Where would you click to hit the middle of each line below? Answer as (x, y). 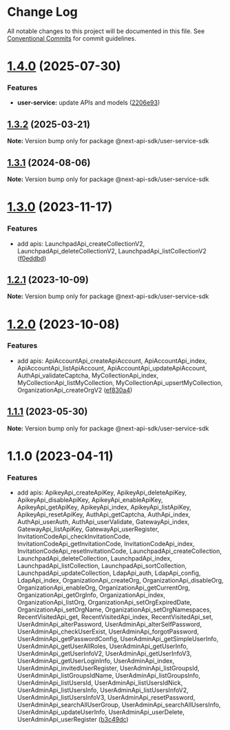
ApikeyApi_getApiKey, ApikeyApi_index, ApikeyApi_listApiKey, (104, 508)
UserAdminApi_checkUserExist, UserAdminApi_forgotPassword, (108, 632)
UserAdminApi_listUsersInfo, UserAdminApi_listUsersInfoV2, (103, 690)
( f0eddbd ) (32, 258)
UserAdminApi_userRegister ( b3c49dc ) (73, 720)
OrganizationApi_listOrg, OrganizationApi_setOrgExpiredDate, (104, 603)
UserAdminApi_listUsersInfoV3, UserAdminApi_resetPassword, (106, 698)
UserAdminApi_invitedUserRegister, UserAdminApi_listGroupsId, (108, 668)
